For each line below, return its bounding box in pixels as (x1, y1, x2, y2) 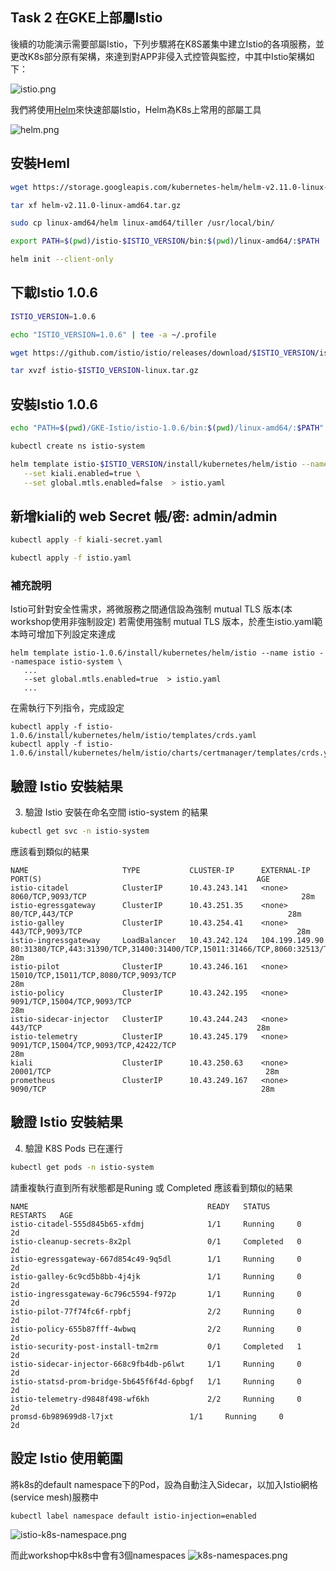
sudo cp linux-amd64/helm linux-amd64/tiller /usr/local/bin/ (10, 218, 275, 228)
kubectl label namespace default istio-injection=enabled (10, 1511, 257, 1521)
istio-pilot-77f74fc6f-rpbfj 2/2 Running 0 (10, 1306, 302, 1317)
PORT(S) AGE (10, 874, 271, 885)
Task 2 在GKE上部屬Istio (10, 9, 163, 27)
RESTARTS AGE (10, 1210, 74, 1220)
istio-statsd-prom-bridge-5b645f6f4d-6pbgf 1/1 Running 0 (10, 1376, 302, 1387)
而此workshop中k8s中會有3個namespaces (10, 1549, 186, 1562)
